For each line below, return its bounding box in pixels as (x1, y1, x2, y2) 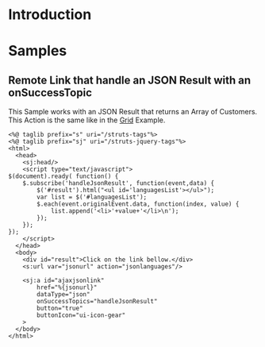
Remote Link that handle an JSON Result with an (8, 73, 252, 87)
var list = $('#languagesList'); (36, 193, 148, 202)
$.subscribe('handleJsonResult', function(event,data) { (22, 179, 215, 187)
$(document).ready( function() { (8, 172, 119, 180)
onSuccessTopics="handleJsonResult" (36, 298, 158, 306)
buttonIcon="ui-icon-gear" (36, 311, 126, 319)
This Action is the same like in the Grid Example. (8, 115, 166, 125)
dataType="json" (36, 291, 90, 299)
